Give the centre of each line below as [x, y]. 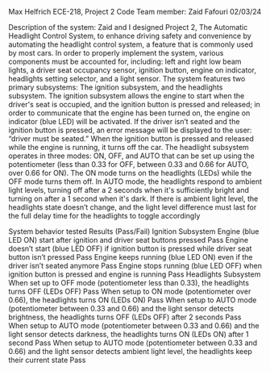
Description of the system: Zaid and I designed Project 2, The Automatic [128, 27]
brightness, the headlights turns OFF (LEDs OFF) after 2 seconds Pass [125, 317]
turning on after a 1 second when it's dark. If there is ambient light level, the [133, 198]
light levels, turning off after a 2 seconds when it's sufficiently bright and [129, 190]
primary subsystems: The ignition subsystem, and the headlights [116, 87]
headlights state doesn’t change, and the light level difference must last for [133, 207]
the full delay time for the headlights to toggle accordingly [104, 216]
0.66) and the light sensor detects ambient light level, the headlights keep [130, 351]
